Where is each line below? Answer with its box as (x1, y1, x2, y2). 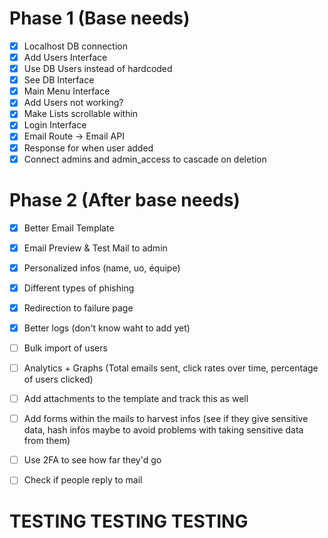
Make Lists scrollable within (23, 108, 139, 120)
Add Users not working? (23, 97, 124, 109)
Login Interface (23, 119, 87, 131)
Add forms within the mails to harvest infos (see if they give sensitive (23, 413, 309, 425)
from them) (23, 435, 71, 447)
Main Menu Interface (23, 85, 111, 97)
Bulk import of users (23, 342, 108, 354)
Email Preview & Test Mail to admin (23, 242, 168, 254)
